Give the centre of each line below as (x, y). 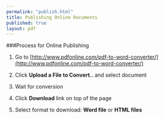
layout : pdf (21, 28)
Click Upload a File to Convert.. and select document (81, 75)
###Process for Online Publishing (48, 46)
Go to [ (23, 57)
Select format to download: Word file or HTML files (78, 110)
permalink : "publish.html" (40, 12)
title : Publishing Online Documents (52, 17)
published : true (26, 23)
